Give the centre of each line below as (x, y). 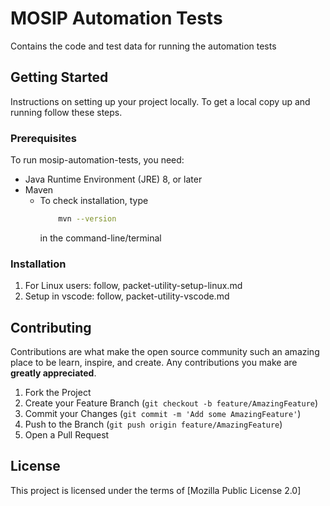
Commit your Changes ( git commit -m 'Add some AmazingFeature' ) (163, 414)
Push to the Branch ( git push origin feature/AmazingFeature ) (153, 424)
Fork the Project (58, 393)
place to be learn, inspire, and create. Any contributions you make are (154, 363)
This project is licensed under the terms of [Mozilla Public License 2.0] (156, 490)
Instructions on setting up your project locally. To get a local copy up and (160, 101)
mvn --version (87, 219)
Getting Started (59, 77)
